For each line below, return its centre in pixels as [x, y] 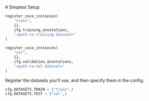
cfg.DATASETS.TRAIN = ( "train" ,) [39, 89]
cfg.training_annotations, [42, 30]
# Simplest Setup [23, 7]
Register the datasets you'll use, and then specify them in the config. [75, 80]
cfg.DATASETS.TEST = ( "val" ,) [36, 94]
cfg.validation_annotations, [44, 62]
